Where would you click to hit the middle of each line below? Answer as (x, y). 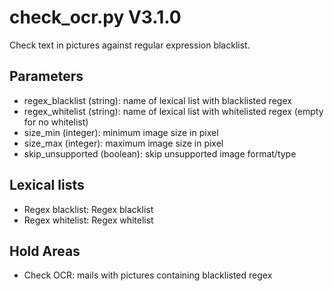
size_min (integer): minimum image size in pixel (121, 132)
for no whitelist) (56, 122)
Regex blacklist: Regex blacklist (88, 209)
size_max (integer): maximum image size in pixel (123, 143)
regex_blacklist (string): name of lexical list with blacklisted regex (157, 100)
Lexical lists (47, 185)
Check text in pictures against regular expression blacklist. (130, 45)
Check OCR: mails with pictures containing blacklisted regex (148, 275)
